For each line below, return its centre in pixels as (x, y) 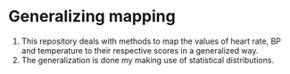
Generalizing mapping (92, 16)
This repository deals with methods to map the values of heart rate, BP (151, 41)
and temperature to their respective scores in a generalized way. (140, 50)
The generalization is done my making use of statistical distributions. (147, 60)
